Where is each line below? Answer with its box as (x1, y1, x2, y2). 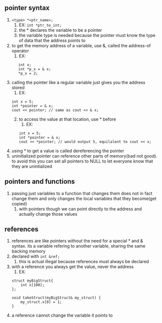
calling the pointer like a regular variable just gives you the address (11, 79, 146, 85)
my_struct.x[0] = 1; (20, 300, 62, 305)
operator (11, 48, 30, 54)
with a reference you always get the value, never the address (11, 264, 134, 269)
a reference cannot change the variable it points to (11, 312, 113, 318)
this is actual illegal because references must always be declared (18, 259, 149, 265)
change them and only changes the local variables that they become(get (11, 196, 157, 201)
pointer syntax (4, 4, 50, 12)
